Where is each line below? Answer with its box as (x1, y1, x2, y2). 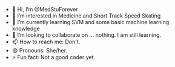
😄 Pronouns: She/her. (12, 47, 68, 54)
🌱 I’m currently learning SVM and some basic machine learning (12, 19, 170, 25)
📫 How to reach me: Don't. (12, 38, 81, 45)
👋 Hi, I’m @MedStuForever (12, 6, 78, 13)
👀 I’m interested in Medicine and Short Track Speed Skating (12, 12, 161, 19)
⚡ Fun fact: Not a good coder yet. (12, 54, 96, 60)
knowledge (12, 25, 41, 32)
